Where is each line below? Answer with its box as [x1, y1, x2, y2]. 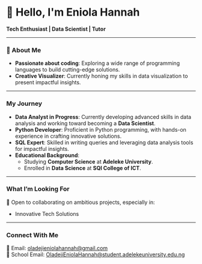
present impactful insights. [14, 79, 81, 86]
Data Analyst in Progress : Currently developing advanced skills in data [14, 113, 191, 120]
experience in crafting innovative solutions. [14, 132, 122, 140]
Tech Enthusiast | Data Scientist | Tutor [6, 25, 106, 32]
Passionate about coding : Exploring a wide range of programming [14, 60, 180, 67]
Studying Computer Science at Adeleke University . [23, 158, 153, 165]
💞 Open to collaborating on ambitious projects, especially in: [6, 198, 155, 206]
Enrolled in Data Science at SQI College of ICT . [23, 164, 141, 171]
